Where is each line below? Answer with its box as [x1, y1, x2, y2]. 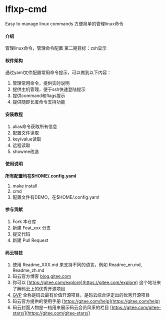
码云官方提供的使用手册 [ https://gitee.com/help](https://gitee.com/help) [12, 298, 160, 304]
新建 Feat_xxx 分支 [12, 224, 51, 230]
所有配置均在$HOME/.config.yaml [5, 172, 76, 178]
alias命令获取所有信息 [12, 123, 57, 129]
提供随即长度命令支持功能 [12, 99, 65, 105]
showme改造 [12, 148, 39, 154]
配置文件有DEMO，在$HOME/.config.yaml [12, 194, 99, 200]
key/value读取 [12, 136, 41, 142]
